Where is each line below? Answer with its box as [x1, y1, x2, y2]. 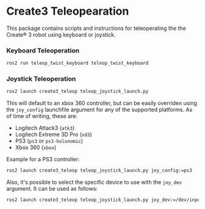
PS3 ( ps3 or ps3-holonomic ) [15, 137, 84, 145]
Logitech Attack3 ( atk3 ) [15, 124, 75, 132]
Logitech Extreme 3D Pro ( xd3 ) [15, 131, 93, 138]
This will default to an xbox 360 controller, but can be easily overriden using [6, 100, 197, 107]
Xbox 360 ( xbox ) [15, 144, 57, 151]
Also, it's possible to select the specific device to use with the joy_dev [6, 178, 182, 186]
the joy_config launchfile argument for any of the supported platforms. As [6, 106, 193, 114]
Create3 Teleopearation [6, 4, 129, 18]
